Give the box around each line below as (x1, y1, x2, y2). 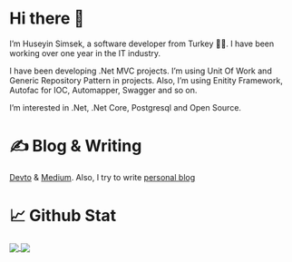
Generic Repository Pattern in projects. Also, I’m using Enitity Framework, (9, 74, 283, 85)
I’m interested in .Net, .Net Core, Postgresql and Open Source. (9, 102, 242, 112)
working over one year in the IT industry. (9, 47, 161, 58)
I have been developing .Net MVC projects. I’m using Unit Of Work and (9, 65, 272, 76)
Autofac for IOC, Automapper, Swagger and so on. (9, 84, 198, 95)
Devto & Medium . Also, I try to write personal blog (9, 171, 196, 182)
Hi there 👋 (9, 8, 84, 29)
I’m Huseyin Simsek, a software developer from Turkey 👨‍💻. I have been (9, 38, 275, 49)
